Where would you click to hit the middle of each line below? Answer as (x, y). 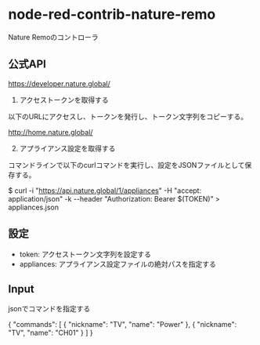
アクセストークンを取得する (64, 100)
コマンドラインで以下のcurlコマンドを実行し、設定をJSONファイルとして (126, 165)
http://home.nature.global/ (51, 132)
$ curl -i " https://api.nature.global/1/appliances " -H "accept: (105, 191)
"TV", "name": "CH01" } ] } (51, 333)
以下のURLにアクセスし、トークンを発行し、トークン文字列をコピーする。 (128, 116)
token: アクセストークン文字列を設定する (85, 254)
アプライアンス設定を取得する (67, 148)
